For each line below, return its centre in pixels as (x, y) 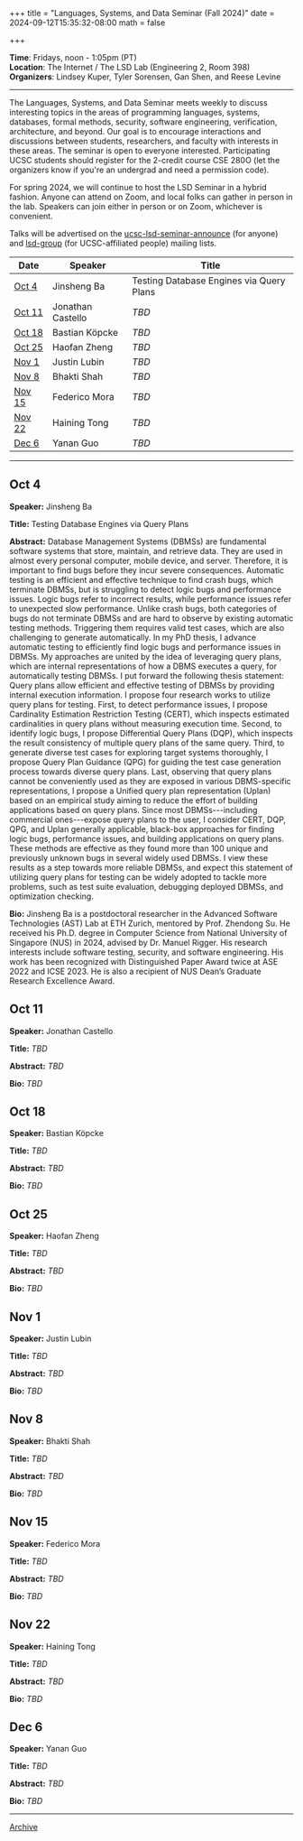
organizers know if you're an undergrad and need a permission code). (139, 170)
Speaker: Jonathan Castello (61, 1031)
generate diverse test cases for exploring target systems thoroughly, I (139, 752)
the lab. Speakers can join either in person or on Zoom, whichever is (136, 206)
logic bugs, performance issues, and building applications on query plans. (147, 838)
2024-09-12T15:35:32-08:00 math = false (87, 23)
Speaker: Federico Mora (55, 1543)
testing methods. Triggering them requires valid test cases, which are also (147, 627)
